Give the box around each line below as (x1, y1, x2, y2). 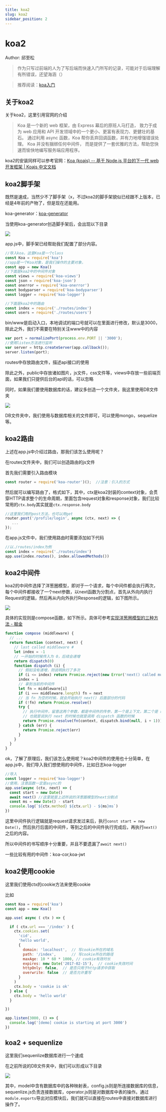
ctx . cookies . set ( (14, 929, 50, 934)
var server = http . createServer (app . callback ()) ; (5, 345, 110, 350)
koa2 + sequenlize (5, 1039, 63, 1047)
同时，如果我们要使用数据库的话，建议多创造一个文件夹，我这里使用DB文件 (5, 387, 159, 392)
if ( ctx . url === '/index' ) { (9, 924, 74, 929)
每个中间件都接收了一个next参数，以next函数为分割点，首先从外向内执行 (5, 589, 153, 595)
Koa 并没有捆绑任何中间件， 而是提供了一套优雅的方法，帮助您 (27, 141, 155, 147)
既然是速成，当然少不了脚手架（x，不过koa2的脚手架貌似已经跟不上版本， (5, 193, 156, 199)
